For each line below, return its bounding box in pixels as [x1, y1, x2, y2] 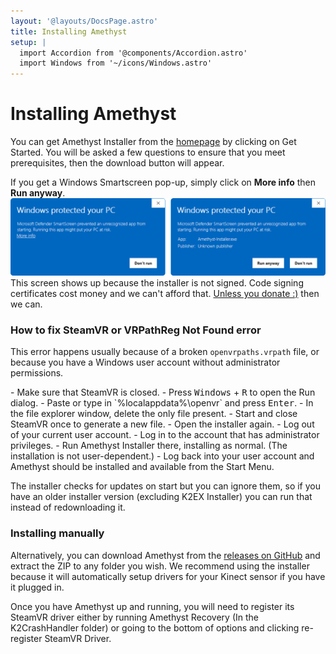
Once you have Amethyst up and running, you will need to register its [10, 600, 295, 612]
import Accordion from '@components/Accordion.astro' [19, 48, 248, 58]
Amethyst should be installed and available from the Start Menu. [10, 461, 275, 473]
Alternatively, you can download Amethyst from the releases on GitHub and [10, 549, 321, 561]
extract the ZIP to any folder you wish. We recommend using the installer [10, 560, 310, 572]
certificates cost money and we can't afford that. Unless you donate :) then [10, 288, 320, 300]
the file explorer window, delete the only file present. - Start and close [10, 408, 298, 420]
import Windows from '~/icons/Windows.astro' [19, 58, 213, 69]
